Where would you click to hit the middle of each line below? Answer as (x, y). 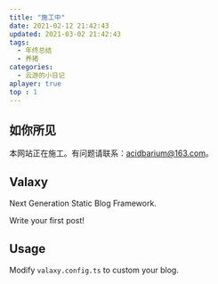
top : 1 (24, 92)
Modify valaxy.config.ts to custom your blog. (94, 270)
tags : (19, 42)
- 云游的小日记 (41, 76)
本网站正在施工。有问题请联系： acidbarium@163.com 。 (111, 153)
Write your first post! (47, 221)
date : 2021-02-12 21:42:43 (59, 26)
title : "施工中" (37, 17)
